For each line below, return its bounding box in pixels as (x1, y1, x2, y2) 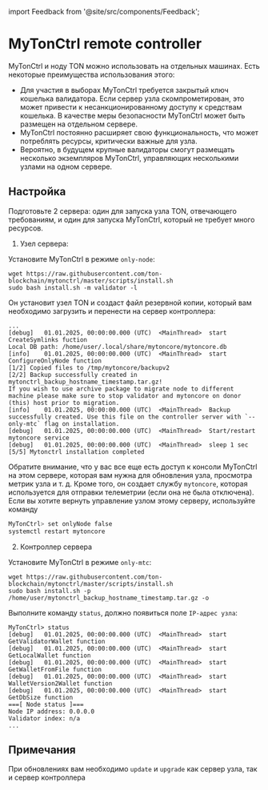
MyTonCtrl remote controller (8, 35, 202, 53)
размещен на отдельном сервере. (19, 119, 138, 129)
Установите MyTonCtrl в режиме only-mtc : (8, 557, 152, 567)
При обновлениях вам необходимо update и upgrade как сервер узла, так (8, 764, 258, 774)
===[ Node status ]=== (8, 700, 84, 708)
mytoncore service (8, 434, 70, 442)
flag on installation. (43, 419, 120, 427)
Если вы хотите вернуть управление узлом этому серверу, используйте (8, 495, 256, 505)
